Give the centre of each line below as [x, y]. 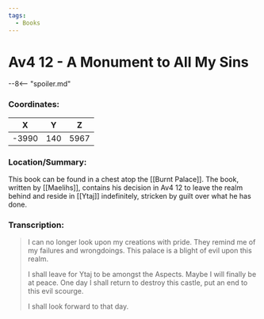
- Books [28, 23]
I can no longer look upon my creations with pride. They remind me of [142, 242]
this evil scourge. [55, 291]
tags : [17, 15]
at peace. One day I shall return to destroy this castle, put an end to [138, 283]
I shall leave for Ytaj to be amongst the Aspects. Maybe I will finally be [142, 275]
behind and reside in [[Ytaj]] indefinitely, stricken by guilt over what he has [130, 196]
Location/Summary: [48, 161]
